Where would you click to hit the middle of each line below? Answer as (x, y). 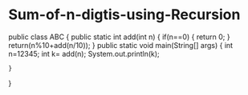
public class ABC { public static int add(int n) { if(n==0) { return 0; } (119, 37)
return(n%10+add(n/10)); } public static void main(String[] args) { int (121, 45)
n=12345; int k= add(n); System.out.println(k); (84, 53)
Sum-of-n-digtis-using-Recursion (124, 15)
